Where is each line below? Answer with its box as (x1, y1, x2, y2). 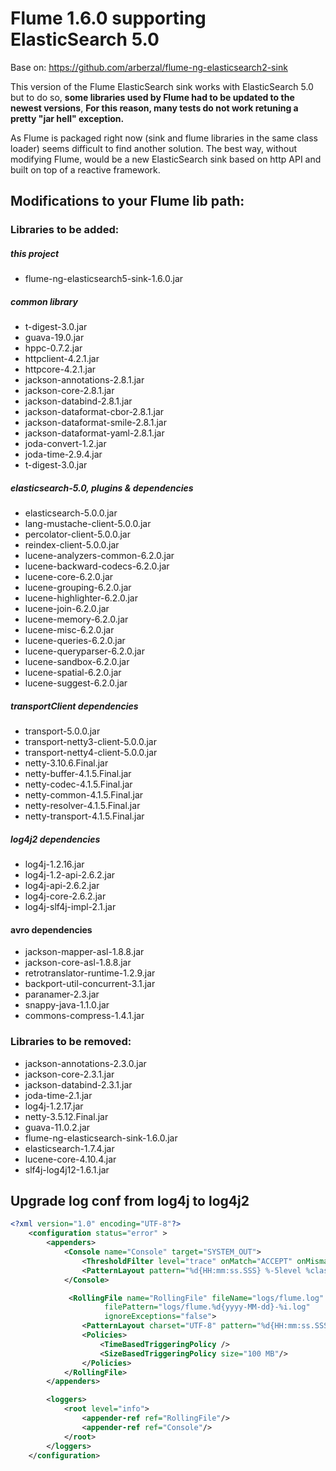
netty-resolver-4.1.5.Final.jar (24, 800, 141, 812)
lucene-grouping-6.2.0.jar (24, 582, 132, 594)
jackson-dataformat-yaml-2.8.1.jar (24, 427, 165, 439)
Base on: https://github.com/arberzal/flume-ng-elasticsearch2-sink (10, 61, 288, 73)
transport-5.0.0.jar (24, 725, 101, 737)
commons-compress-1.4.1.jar (24, 1010, 145, 1022)
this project (10, 247, 60, 259)
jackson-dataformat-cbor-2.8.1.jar (24, 406, 165, 418)
